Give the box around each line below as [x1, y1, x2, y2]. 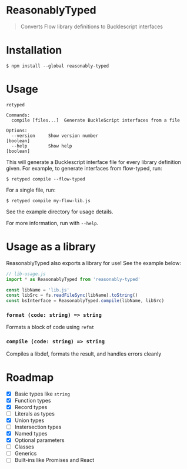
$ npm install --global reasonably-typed [6, 63, 109, 69]
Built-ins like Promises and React [14, 457, 95, 464]
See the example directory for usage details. [6, 208, 113, 215]
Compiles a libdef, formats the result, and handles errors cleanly [6, 350, 162, 357]
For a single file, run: [6, 186, 56, 193]
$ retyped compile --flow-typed [6, 176, 85, 182]
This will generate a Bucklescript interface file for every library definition [6, 158, 181, 165]
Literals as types [14, 410, 55, 417]
